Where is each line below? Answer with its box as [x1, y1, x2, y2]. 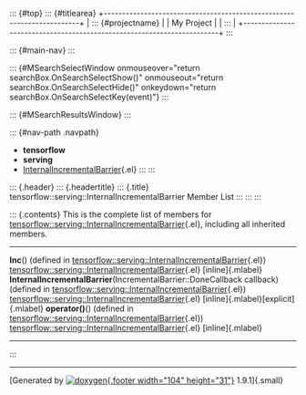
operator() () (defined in [45, 303, 134, 314]
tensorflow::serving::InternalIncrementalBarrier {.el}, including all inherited [9, 219, 286, 229]
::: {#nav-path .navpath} [9, 127, 100, 138]
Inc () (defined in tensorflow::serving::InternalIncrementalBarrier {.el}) [9, 255, 267, 265]
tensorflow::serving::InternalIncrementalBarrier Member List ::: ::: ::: [9, 192, 262, 202]
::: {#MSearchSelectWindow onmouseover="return [9, 63, 200, 73]
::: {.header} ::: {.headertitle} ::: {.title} [9, 182, 149, 192]
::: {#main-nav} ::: [9, 45, 76, 56]
